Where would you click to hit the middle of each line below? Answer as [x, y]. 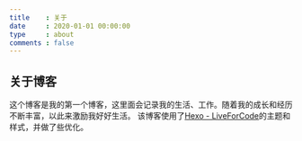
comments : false [42, 43]
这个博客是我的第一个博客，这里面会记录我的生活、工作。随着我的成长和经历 [151, 105]
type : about [42, 34]
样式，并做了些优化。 [49, 128]
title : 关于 [38, 18]
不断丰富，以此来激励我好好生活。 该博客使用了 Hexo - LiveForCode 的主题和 [150, 116]
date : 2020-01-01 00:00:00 [70, 26]
